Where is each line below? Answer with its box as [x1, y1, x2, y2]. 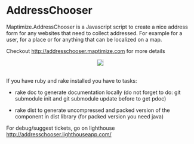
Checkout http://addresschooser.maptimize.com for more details [6, 47, 165, 54]
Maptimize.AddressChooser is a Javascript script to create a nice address [6, 23, 188, 30]
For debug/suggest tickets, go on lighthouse [6, 124, 115, 132]
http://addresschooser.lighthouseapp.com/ [6, 130, 112, 137]
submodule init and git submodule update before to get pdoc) [14, 95, 167, 102]
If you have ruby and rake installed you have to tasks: [6, 77, 137, 84]
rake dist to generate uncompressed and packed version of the [14, 107, 170, 114]
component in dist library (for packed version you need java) [14, 112, 164, 120]
